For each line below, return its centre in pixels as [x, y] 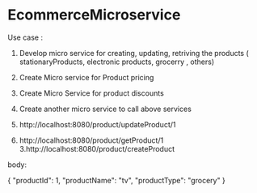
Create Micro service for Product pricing [86, 77]
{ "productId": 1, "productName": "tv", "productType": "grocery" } [116, 180]
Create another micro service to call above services [105, 109]
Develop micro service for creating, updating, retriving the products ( [134, 53]
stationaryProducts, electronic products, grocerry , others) [117, 62]
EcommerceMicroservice [94, 15]
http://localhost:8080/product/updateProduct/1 [97, 124]
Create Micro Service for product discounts [92, 93]
